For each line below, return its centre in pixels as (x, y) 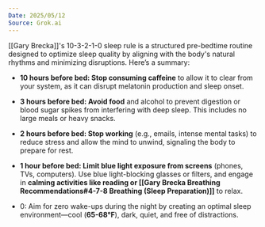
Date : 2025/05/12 (37, 15)
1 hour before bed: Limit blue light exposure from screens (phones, (131, 165)
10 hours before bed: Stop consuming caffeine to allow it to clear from (136, 78)
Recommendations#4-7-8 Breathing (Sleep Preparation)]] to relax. (131, 191)
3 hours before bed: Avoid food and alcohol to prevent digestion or (130, 101)
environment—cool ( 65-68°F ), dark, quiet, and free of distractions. (129, 214)
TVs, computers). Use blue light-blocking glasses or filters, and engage (136, 174)
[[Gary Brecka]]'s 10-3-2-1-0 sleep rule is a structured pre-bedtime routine (131, 45)
